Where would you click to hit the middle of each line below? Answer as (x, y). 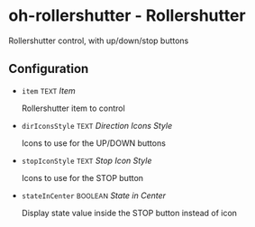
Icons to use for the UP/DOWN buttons (93, 143)
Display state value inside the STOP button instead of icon (129, 213)
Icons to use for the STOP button (82, 177)
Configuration (49, 69)
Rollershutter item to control (73, 108)
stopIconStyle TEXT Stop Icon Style (87, 160)
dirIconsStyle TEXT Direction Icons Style (97, 125)
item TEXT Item (48, 90)
